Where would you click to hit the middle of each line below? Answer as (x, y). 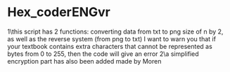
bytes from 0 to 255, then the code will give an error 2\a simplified (103, 54)
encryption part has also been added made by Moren (84, 61)
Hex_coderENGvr (59, 12)
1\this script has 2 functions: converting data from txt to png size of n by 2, (115, 31)
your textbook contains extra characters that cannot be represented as (110, 46)
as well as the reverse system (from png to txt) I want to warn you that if (112, 38)
